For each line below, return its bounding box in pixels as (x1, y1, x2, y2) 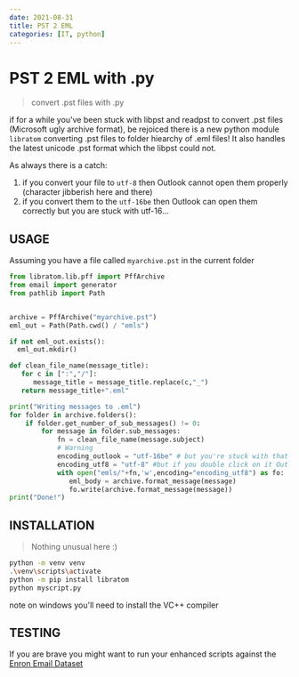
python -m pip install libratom (9, 575, 129, 584)
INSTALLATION (9, 518, 95, 533)
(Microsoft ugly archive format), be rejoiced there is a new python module (9, 124, 280, 134)
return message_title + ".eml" (20, 386, 129, 395)
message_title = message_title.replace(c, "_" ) (32, 378, 209, 387)
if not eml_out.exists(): (9, 337, 105, 346)
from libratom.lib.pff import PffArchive (9, 272, 166, 281)
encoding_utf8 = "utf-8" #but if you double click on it (56, 460, 273, 469)
